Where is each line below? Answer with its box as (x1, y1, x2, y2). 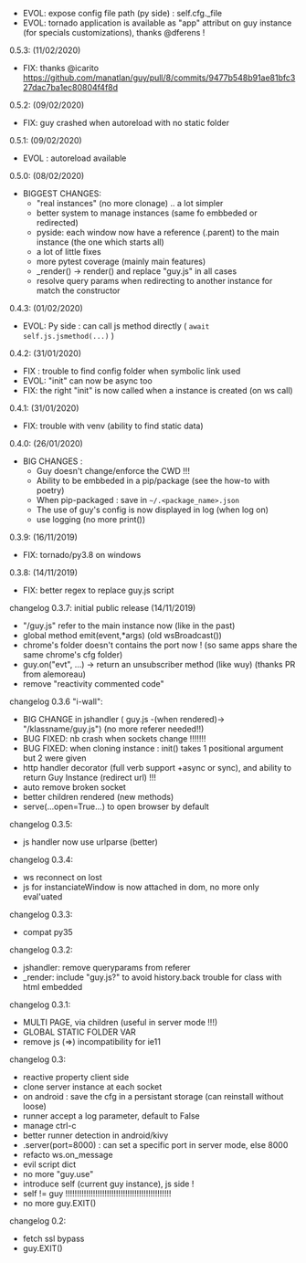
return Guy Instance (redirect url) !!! (22, 772, 157, 783)
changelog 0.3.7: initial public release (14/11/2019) (9, 603, 196, 613)
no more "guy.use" (22, 1169, 94, 1179)
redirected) (36, 217, 79, 227)
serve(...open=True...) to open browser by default (22, 801, 210, 812)
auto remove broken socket (22, 782, 126, 793)
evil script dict (22, 1159, 77, 1170)
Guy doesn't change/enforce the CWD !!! (36, 466, 190, 476)
